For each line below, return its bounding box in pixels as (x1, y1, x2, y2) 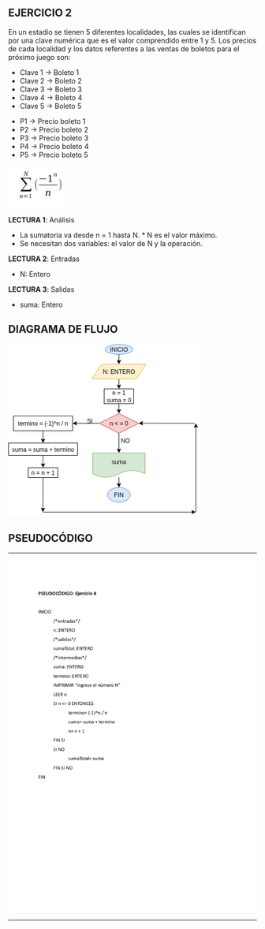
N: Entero (19, 269, 51, 278)
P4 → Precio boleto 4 (19, 141, 89, 151)
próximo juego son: (8, 52, 71, 62)
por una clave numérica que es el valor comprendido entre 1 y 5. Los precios (8, 35, 257, 45)
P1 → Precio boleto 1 (19, 116, 86, 125)
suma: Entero (19, 300, 63, 309)
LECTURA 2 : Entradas (8, 254, 80, 263)
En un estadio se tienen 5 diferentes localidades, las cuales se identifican (8, 27, 246, 36)
